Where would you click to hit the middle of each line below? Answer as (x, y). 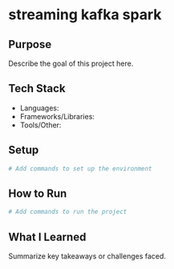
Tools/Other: (40, 125)
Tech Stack (37, 88)
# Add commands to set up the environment (80, 169)
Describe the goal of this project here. (71, 63)
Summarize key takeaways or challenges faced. (87, 256)
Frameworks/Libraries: (57, 116)
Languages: (39, 108)
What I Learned (47, 237)
